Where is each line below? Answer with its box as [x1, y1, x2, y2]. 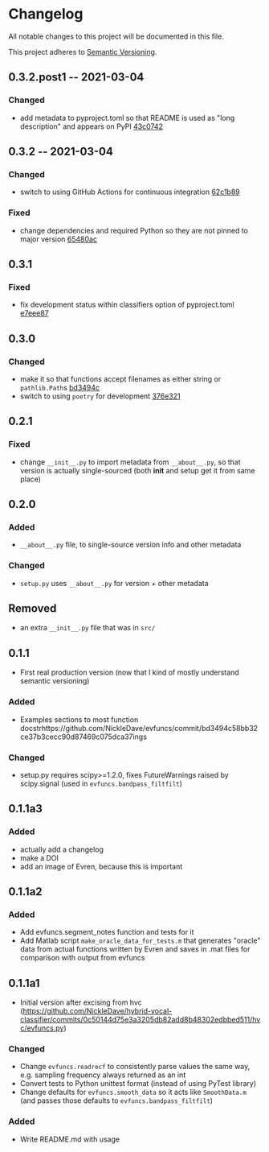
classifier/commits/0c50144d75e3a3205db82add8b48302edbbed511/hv [19, 1015, 261, 1025]
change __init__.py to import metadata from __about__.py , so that [19, 456, 241, 467]
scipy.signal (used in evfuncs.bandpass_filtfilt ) [19, 778, 183, 788]
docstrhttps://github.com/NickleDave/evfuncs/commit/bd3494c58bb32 [19, 723, 259, 733]
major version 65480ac [19, 234, 98, 244]
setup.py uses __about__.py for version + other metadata [19, 578, 209, 588]
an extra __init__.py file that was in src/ [19, 623, 156, 633]
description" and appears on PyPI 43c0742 [19, 122, 163, 131]
